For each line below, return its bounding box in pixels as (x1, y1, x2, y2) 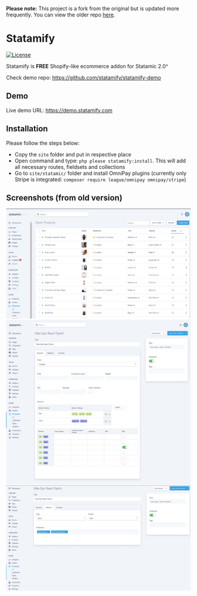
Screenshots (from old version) (6, 192, 123, 202)
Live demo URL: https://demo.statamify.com (6, 106, 113, 114)
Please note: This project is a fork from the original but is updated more (6, 5, 179, 12)
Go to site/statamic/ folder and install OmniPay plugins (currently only (14, 169, 186, 177)
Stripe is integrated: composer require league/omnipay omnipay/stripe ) (14, 176, 186, 183)
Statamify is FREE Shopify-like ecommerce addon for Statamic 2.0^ (6, 62, 169, 69)
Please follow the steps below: (6, 139, 80, 146)
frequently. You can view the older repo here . (6, 11, 116, 18)
